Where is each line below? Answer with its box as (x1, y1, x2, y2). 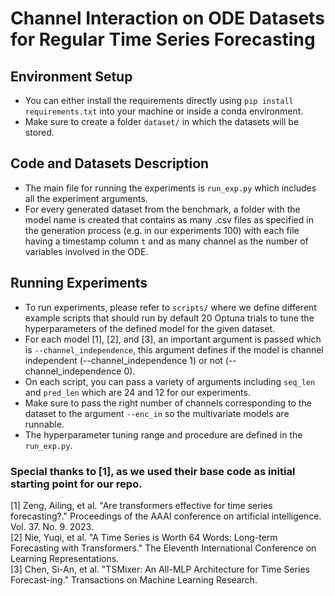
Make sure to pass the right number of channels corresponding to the (24, 397, 312, 409)
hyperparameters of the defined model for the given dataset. (24, 322, 276, 334)
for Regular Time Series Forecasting (10, 28, 316, 51)
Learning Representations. (10, 552, 120, 564)
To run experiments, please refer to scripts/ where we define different (24, 301, 317, 313)
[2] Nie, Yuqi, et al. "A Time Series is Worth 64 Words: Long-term (10, 531, 278, 543)
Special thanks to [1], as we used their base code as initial (10, 464, 296, 478)
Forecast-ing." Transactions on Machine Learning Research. (10, 573, 258, 586)
